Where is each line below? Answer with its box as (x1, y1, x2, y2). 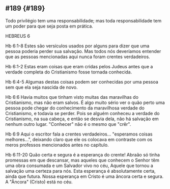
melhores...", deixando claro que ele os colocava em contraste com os (5, 136, 153, 142)
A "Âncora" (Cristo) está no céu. (5, 178, 73, 185)
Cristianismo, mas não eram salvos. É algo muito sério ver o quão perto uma (5, 99, 165, 105)
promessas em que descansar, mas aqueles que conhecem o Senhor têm (5, 157, 159, 163)
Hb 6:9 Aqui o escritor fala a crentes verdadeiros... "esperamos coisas (5, 131, 153, 137)
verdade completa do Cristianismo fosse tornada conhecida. (5, 69, 132, 75)
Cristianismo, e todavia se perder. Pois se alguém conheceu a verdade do (5, 110, 160, 116)
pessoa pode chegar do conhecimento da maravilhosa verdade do (5, 104, 145, 111)
